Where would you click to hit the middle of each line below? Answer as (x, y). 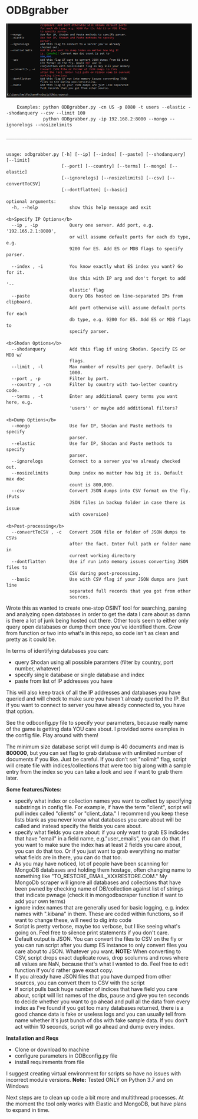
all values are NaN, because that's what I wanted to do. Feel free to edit (101, 964)
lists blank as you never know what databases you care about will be (98, 820)
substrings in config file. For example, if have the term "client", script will (103, 807)
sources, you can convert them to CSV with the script (80, 983)
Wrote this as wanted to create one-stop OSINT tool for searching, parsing (96, 608)
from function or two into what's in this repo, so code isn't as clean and (93, 633)
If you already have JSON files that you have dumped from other (93, 976)
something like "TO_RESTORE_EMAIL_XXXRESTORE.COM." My (91, 876)
